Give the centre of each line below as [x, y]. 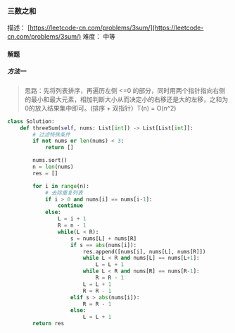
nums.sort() [50, 161]
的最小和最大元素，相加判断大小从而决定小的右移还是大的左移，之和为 [126, 99]
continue [70, 206]
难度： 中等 [99, 37]
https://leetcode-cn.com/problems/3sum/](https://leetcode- [117, 28]
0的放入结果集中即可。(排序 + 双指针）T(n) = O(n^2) [100, 108]
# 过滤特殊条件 [51, 134]
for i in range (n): [61, 186]
